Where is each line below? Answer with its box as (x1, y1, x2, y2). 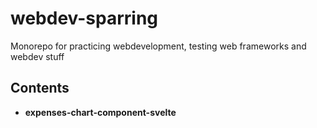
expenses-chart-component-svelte (24, 106, 177, 118)
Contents (10, 80, 70, 97)
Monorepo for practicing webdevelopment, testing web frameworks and (10, 40, 307, 52)
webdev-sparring (10, 7, 159, 30)
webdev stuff (10, 50, 65, 62)
